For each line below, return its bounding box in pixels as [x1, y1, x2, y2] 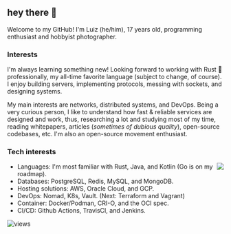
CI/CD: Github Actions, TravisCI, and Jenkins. [16, 206, 146, 215]
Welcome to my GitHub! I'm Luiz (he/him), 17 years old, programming [7, 25, 203, 33]
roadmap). [16, 170, 47, 178]
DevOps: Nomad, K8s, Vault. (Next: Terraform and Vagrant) [16, 192, 186, 200]
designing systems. [7, 87, 63, 96]
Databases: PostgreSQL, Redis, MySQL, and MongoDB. [16, 177, 174, 186]
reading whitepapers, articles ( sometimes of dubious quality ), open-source [7, 123, 220, 131]
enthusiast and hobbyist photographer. [7, 32, 117, 41]
